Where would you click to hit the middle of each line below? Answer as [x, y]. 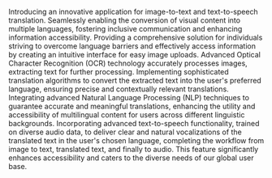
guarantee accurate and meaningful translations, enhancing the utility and [132, 106]
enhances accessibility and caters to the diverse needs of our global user [131, 158]
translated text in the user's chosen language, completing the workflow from [136, 140]
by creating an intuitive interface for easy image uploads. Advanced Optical [135, 55]
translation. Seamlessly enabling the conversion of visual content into [125, 20]
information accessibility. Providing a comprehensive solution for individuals [136, 37]
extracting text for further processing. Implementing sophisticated [119, 72]
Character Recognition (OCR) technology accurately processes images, [128, 63]
